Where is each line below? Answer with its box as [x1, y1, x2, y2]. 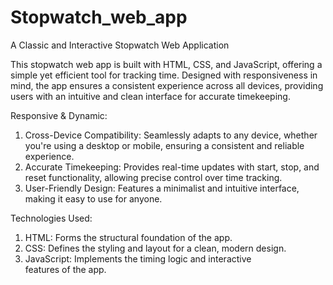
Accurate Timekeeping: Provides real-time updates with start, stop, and [24, 161, 320, 173]
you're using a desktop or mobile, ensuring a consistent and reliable [24, 139, 305, 151]
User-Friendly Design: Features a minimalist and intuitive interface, [24, 182, 300, 194]
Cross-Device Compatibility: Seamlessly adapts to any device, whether [24, 129, 318, 141]
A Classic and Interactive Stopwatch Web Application [10, 39, 230, 51]
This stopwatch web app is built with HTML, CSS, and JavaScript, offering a [10, 58, 323, 70]
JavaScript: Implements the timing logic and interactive [24, 252, 252, 265]
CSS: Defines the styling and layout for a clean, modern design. [24, 242, 287, 254]
